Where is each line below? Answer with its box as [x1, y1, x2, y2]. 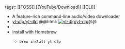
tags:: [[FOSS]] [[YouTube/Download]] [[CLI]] [5, 4, 95, 10]
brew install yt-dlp [19, 39, 61, 44]
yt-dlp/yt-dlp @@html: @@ [12, 19, 97, 24]
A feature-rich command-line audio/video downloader [12, 14, 120, 19]
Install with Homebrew [12, 29, 57, 34]
